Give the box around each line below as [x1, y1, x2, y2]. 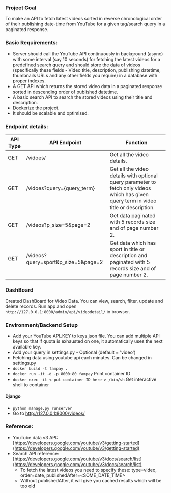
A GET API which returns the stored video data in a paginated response [12, 83, 162, 89]
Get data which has [109, 239, 156, 246]
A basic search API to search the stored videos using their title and [12, 94, 153, 100]
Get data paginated [109, 212, 156, 219]
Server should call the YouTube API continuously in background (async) [12, 50, 163, 57]
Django [5, 393, 21, 399]
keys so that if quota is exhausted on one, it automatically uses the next [12, 338, 163, 344]
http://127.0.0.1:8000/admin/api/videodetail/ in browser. [5, 309, 130, 315]
